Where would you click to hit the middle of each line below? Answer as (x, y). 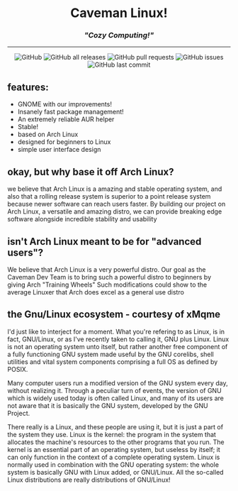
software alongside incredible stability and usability (82, 219)
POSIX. (18, 369)
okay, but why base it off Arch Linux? (91, 172)
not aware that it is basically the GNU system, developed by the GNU (108, 405)
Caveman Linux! (119, 13)
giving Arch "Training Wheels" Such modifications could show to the (107, 285)
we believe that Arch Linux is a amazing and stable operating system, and (115, 189)
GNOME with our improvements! (64, 104)
